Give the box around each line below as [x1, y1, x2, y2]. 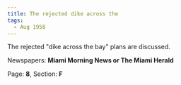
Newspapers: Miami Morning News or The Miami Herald [7, 56, 175, 65]
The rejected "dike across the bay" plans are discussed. [7, 43, 171, 51]
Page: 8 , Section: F [7, 70, 63, 78]
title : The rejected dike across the [7, 10, 119, 18]
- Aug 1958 [13, 23, 46, 30]
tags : [7, 17, 23, 24]
